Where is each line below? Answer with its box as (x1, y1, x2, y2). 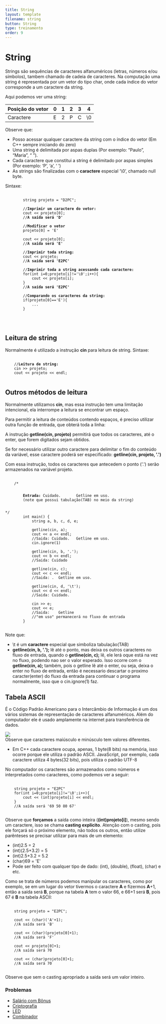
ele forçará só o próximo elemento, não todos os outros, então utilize (5, 828, 146, 834)
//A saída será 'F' (14, 935, 55, 940)
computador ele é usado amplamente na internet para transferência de (5, 717, 150, 723)
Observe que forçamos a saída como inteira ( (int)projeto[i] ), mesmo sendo (5, 817, 160, 823)
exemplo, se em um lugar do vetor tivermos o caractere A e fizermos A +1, (5, 884, 156, 890)
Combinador (12, 1014, 38, 1020)
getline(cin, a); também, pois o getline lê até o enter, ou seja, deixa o (12, 662, 154, 669)
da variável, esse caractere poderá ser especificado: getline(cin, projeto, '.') (5, 451, 162, 458)
